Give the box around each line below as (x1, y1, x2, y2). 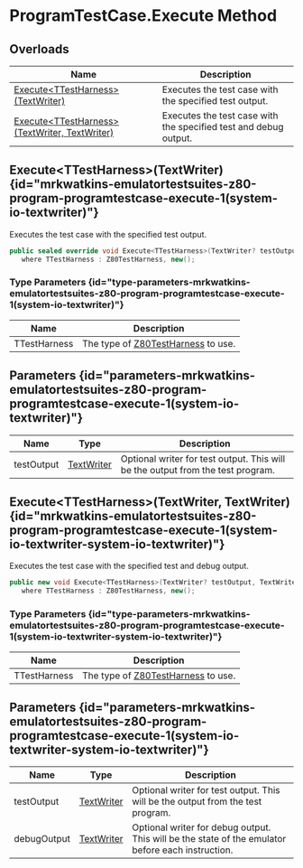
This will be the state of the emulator (132, 833, 287, 845)
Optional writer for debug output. (132, 821, 271, 834)
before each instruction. (132, 844, 234, 856)
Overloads (9, 42, 69, 57)
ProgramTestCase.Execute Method (9, 5, 278, 26)
